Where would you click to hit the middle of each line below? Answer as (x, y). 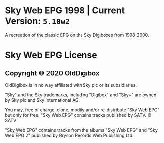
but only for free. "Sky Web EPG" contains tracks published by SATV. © (78, 115)
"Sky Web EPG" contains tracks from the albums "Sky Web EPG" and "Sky (82, 130)
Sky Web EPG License (51, 55)
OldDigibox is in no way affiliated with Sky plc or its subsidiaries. (71, 85)
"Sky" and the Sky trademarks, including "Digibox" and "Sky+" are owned (81, 95)
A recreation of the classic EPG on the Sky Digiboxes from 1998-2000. (77, 35)
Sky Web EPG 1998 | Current (65, 11)
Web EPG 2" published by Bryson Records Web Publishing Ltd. (69, 135)
